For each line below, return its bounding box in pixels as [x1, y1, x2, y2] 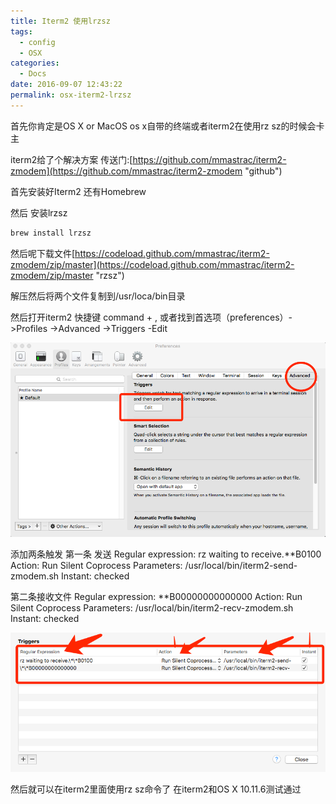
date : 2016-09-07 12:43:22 [10, 80, 123, 90]
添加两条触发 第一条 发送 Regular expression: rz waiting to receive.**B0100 [10, 548, 322, 560]
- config [19, 37, 56, 47]
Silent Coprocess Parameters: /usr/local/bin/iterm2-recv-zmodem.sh [10, 601, 294, 614]
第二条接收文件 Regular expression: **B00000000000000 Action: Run [10, 590, 303, 602]
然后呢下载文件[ [10, 247, 76, 259]
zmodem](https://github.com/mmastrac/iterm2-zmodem [10, 165, 243, 177]
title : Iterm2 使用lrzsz [10, 16, 111, 26]
